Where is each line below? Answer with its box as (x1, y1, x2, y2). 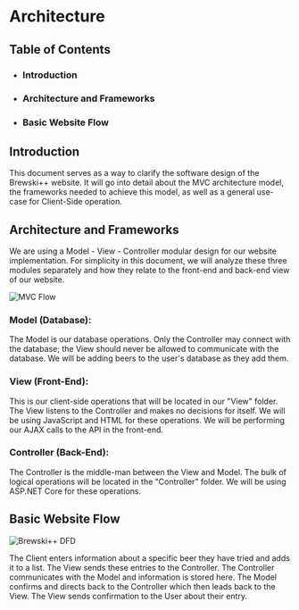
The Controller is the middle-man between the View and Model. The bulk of (9, 466, 287, 477)
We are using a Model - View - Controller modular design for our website (9, 246, 277, 256)
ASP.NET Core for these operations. (9, 485, 142, 497)
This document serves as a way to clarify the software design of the (9, 168, 260, 179)
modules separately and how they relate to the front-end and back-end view (9, 264, 290, 275)
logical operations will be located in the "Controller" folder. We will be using (9, 476, 287, 487)
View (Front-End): (9, 375, 89, 388)
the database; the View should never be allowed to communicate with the (9, 344, 279, 355)
